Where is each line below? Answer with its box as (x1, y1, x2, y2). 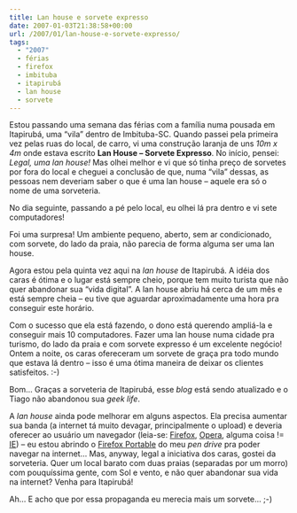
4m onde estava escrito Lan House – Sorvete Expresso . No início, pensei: (9, 148, 279, 159)
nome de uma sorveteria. (9, 185, 101, 196)
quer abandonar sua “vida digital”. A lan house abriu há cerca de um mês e (9, 284, 283, 295)
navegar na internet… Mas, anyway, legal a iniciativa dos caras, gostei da (9, 448, 277, 459)
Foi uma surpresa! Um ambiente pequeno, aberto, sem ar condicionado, (9, 229, 272, 240)
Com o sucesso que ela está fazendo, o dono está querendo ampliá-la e (9, 320, 273, 330)
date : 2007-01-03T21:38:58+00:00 (9, 21, 133, 30)
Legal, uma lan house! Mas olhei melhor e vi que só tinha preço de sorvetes (9, 157, 286, 168)
